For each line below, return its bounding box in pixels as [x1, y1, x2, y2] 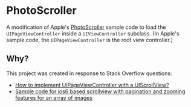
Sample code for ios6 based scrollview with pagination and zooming [15, 88, 186, 95]
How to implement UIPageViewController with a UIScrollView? [15, 81, 169, 88]
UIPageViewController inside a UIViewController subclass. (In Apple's [6, 29, 180, 37]
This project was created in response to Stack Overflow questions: [6, 70, 172, 77]
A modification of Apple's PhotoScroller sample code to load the [6, 23, 166, 31]
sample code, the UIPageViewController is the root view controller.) [6, 36, 173, 43]
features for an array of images [15, 94, 92, 101]
